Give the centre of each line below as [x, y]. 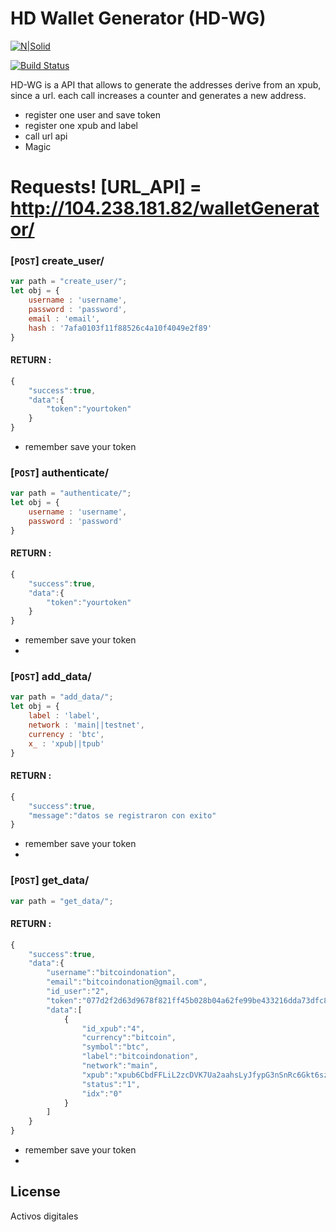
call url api [46, 136]
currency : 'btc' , [66, 734]
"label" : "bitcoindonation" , [140, 1057]
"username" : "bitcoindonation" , [111, 973]
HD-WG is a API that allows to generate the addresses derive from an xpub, [166, 84]
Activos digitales [44, 1216]
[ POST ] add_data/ [51, 677]
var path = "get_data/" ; [62, 901]
